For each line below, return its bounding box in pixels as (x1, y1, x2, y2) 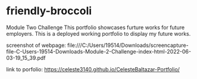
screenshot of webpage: (6, 42, 67, 49)
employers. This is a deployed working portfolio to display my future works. (6, 30, 191, 37)
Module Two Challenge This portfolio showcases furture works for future (6, 24, 185, 31)
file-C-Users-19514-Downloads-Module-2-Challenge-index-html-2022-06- (6, 48, 192, 55)
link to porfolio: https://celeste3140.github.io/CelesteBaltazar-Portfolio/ (6, 65, 180, 72)
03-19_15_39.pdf (6, 54, 46, 61)
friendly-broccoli (6, 4, 92, 18)
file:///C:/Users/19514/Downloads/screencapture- (67, 42, 189, 49)
